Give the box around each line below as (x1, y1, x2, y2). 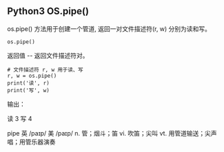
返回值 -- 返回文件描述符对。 (7, 51, 89, 59)
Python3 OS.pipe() (7, 6, 90, 17)
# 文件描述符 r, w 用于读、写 (7, 66, 84, 73)
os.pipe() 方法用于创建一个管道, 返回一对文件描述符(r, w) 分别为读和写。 (7, 24, 212, 33)
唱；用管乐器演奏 (7, 138, 56, 146)
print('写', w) (7, 87, 50, 94)
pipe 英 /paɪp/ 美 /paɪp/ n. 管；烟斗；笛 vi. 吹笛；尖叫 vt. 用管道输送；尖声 (7, 129, 217, 137)
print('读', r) (7, 79, 50, 87)
